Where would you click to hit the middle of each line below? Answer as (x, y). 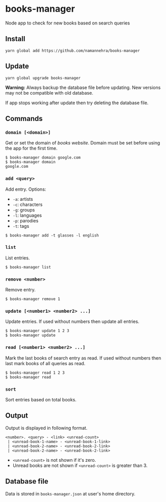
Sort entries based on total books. (41, 400)
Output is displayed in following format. (46, 428)
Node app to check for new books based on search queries (68, 23)
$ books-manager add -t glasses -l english (52, 235)
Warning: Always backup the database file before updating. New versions (83, 87)
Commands (24, 118)
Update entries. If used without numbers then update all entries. (72, 321)
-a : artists (23, 199)
